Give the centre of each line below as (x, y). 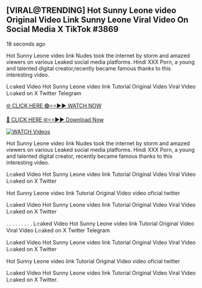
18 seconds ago (26, 44)
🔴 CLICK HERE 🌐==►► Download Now (55, 119)
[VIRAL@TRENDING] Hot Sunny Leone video (91, 11)
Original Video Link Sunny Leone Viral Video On (97, 20)
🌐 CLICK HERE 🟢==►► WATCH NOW (54, 105)
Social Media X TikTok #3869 (62, 29)
